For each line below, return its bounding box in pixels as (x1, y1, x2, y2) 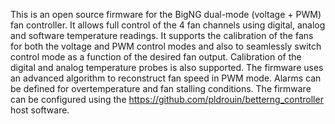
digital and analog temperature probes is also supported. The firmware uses (10, 62, 324, 73)
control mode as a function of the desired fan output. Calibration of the (10, 51, 302, 63)
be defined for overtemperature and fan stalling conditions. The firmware (10, 83, 312, 94)
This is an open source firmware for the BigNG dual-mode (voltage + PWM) (10, 9, 322, 20)
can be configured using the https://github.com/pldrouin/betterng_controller (10, 94, 324, 105)
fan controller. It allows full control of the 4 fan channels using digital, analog (10, 19, 326, 31)
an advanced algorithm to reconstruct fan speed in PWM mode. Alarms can (10, 72, 322, 84)
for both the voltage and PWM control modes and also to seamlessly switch (10, 40, 322, 52)
